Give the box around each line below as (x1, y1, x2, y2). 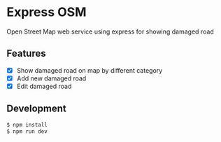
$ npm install (6, 121, 48, 128)
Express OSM (6, 4, 87, 20)
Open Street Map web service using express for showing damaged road (6, 27, 214, 36)
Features (6, 48, 46, 59)
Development (6, 103, 67, 115)
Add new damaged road (16, 74, 87, 83)
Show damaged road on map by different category (16, 66, 163, 74)
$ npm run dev (6, 127, 48, 135)
